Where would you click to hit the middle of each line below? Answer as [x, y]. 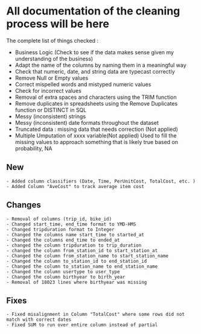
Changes [24, 205]
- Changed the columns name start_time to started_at [75, 235]
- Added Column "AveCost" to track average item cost [75, 186]
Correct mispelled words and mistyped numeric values [83, 84]
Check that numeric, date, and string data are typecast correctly [95, 71]
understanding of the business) [54, 58]
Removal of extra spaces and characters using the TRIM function [96, 97]
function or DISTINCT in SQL [51, 110]
